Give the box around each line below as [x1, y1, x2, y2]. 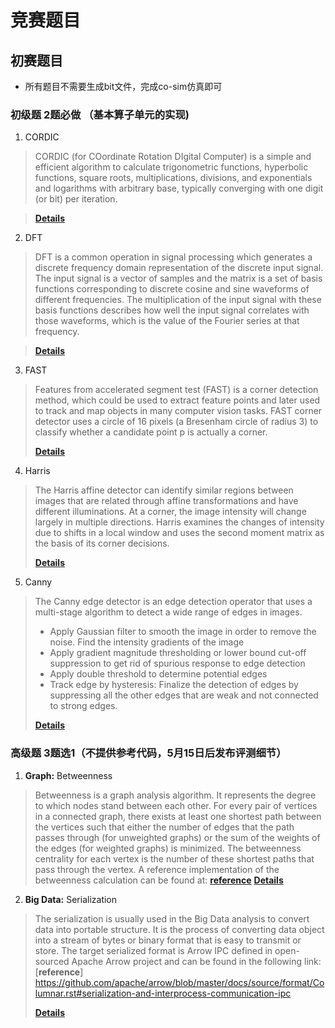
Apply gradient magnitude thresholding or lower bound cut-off [49, 647, 307, 659]
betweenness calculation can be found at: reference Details [34, 874, 284, 886]
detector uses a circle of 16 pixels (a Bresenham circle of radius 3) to [34, 416, 319, 428]
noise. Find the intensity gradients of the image [49, 636, 245, 648]
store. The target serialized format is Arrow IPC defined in [34, 944, 273, 956]
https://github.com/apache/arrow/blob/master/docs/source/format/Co [34, 976, 325, 988]
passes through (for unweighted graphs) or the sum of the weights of [34, 831, 321, 843]
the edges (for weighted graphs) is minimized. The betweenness [34, 842, 302, 854]
